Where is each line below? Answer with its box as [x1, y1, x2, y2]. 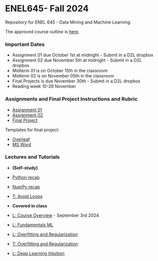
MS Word [12, 141, 31, 147]
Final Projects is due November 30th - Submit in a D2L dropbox [12, 78, 141, 84]
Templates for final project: [5, 127, 60, 132]
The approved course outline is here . [5, 28, 80, 34]
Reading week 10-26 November [12, 83, 77, 89]
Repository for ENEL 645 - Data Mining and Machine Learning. [5, 19, 132, 25]
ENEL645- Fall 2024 [5, 3, 89, 14]
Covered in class [12, 203, 48, 209]
